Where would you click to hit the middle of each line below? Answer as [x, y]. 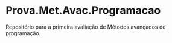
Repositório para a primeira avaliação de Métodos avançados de [86, 27]
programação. [23, 33]
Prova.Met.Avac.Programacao [83, 10]
